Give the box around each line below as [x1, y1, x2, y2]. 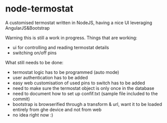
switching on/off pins [12, 50, 57, 56]
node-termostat [5, 3, 74, 15]
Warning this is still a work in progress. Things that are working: [5, 35, 138, 41]
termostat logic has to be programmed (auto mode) [12, 69, 120, 75]
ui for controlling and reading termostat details [12, 44, 109, 50]
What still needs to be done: [5, 59, 64, 65]
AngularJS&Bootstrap [5, 25, 50, 31]
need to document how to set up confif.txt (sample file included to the [12, 90, 158, 96]
